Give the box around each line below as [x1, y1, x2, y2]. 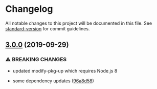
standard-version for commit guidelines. [5, 25, 90, 31]
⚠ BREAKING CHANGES [5, 56, 67, 63]
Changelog [5, 3, 53, 15]
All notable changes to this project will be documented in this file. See [5, 20, 152, 26]
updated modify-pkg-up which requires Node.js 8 [12, 67, 118, 74]
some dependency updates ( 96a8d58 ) [12, 78, 95, 84]
